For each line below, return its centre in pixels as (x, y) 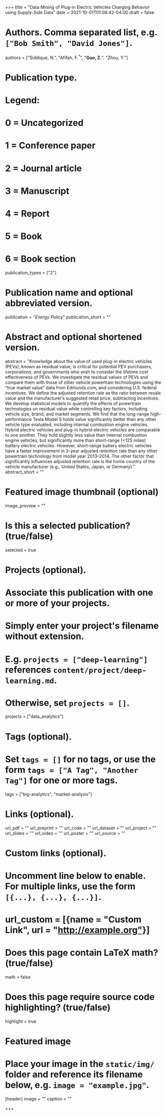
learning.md (30, 681)
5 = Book (24, 236)
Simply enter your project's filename (82, 626)
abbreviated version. (49, 303)
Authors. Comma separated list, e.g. (81, 32)
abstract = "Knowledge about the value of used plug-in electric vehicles (79, 361)
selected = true (21, 550)
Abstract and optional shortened (74, 337)
